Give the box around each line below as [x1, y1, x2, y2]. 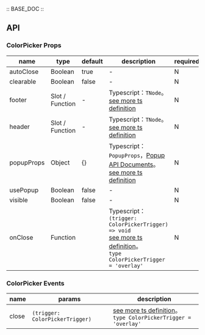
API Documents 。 [109, 160, 160, 169]
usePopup [9, 186, 39, 194]
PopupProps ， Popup [109, 151, 165, 160]
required [174, 57, 200, 65]
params [58, 295, 81, 303]
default [81, 57, 103, 65]
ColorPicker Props [6, 41, 62, 50]
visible [9, 196, 29, 204]
